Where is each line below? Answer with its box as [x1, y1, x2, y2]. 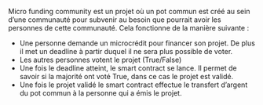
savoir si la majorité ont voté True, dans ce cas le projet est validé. [19, 72, 234, 81]
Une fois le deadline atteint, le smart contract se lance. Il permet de [19, 63, 237, 73]
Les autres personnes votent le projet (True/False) [19, 55, 182, 64]
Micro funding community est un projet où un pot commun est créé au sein [8, 7, 250, 16]
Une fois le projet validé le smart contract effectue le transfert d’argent [19, 80, 248, 89]
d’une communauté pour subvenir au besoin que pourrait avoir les [8, 15, 221, 24]
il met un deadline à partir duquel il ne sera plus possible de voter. [19, 47, 233, 56]
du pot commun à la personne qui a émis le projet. [19, 89, 182, 97]
